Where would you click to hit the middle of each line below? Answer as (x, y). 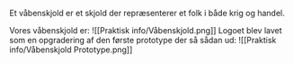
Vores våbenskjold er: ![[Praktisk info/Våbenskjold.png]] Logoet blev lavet (146, 30)
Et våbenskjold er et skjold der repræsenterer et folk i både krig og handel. (147, 13)
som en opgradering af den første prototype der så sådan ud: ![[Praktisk (143, 40)
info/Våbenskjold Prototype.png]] (71, 50)
